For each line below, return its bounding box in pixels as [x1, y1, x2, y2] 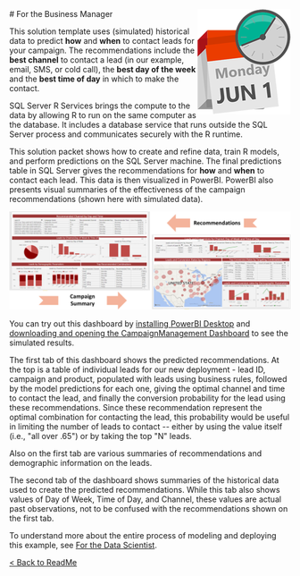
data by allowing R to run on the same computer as [9, 110, 196, 120]
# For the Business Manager [9, 9, 113, 19]
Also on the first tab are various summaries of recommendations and [9, 448, 262, 459]
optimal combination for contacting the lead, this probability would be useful [9, 411, 290, 423]
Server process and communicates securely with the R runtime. [9, 129, 244, 140]
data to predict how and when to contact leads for [9, 36, 195, 46]
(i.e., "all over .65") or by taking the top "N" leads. [9, 431, 192, 442]
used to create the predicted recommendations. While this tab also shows [9, 485, 280, 496]
